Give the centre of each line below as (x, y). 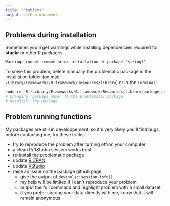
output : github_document (31, 15)
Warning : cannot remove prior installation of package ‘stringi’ (75, 62)
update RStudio (29, 166)
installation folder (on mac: (33, 77)
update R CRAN (29, 160)
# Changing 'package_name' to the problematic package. (65, 97)
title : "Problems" (25, 10)
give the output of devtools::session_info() (67, 176)
